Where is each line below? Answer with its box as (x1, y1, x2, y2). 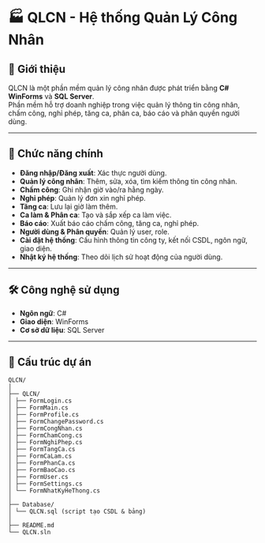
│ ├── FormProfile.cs (8, 411, 80, 419)
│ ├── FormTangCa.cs (8, 446, 77, 454)
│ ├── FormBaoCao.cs (8, 466, 77, 474)
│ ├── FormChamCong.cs (8, 432, 83, 439)
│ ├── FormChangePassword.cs (8, 418, 104, 426)
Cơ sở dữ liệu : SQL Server (19, 325, 105, 334)
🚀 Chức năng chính (8, 147, 104, 160)
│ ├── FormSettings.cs (8, 480, 83, 488)
